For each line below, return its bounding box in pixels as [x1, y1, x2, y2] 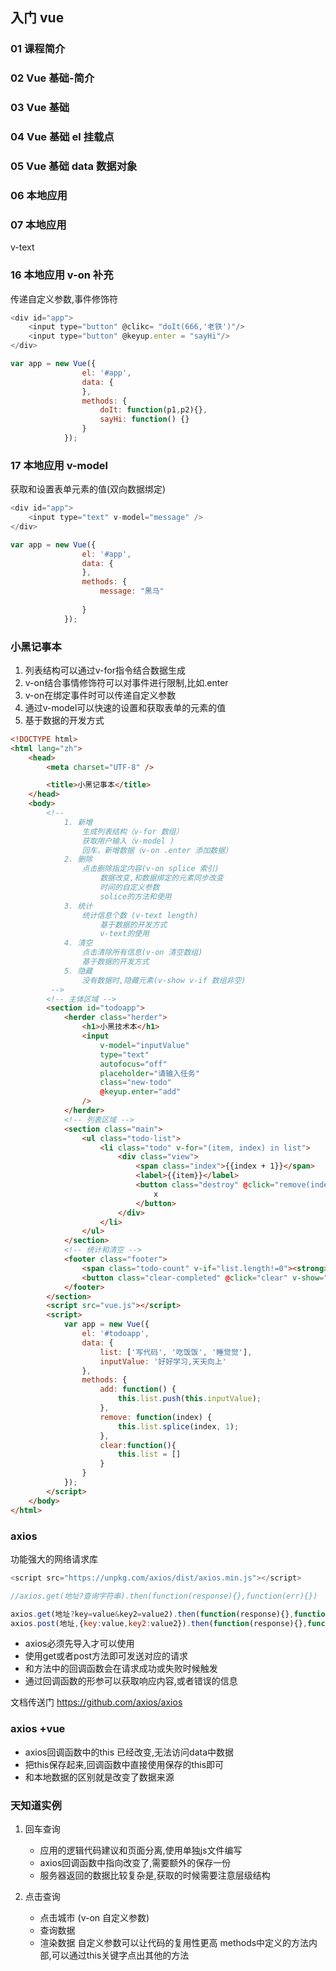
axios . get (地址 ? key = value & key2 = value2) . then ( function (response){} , [10, 1609, 295, 1619]
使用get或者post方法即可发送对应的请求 [24, 1650, 189, 1662]
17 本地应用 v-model [10, 458, 109, 472]
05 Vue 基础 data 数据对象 [10, 159, 138, 173]
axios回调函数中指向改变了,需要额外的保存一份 [39, 1857, 232, 1868]
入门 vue [10, 9, 65, 27]
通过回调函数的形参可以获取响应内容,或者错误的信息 [24, 1675, 238, 1687]
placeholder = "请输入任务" [99, 1068, 200, 1078]
